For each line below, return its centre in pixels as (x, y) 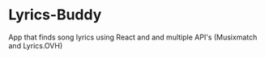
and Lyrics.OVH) (36, 45)
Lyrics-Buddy (55, 15)
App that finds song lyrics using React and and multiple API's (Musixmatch (133, 37)
